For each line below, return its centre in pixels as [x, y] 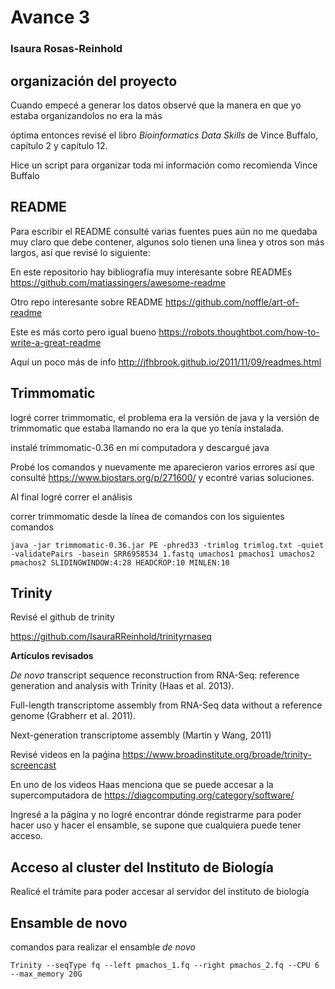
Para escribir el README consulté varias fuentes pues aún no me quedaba [164, 231]
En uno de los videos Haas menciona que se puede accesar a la [142, 785]
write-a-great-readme [56, 342]
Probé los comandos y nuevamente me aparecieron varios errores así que [162, 467]
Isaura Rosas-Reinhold [66, 49]
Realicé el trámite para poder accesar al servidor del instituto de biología [160, 892]
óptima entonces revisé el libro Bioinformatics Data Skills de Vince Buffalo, [164, 135]
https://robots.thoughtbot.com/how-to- [239, 332]
